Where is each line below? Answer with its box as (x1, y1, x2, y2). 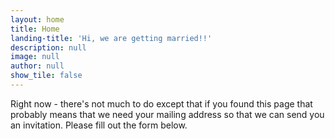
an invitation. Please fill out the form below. (10, 119, 188, 131)
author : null (10, 61, 65, 71)
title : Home (10, 24, 60, 34)
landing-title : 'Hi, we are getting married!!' (10, 33, 213, 43)
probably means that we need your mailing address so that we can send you (10, 108, 325, 120)
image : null (10, 52, 60, 62)
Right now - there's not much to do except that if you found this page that (10, 97, 313, 110)
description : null (10, 42, 87, 53)
